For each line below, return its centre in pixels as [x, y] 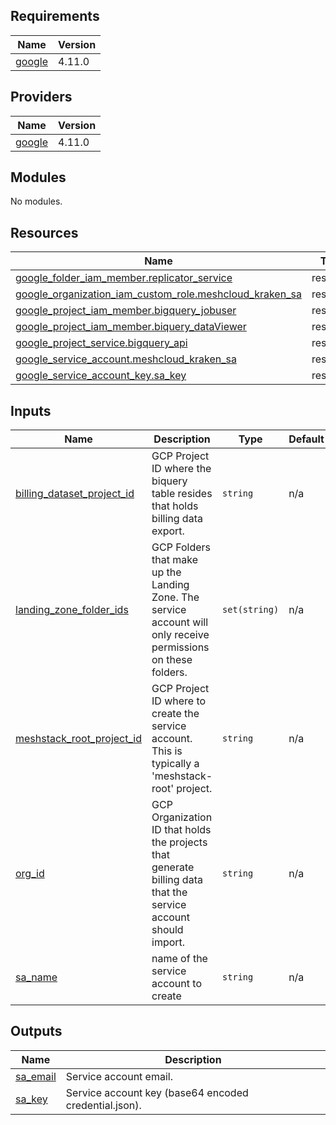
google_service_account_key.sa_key [101, 376]
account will [180, 622]
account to [176, 984]
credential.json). [103, 1105]
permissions [180, 647]
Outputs [36, 1031]
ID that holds [181, 830]
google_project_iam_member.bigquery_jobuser [126, 311]
